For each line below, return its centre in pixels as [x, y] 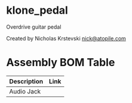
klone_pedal [37, 10]
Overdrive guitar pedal [34, 27]
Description [26, 81]
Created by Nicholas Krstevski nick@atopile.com [66, 38]
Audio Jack [25, 91]
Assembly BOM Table [61, 63]
